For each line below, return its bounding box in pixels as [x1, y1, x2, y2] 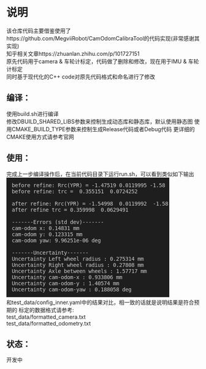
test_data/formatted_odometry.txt [6, 319, 91, 327]
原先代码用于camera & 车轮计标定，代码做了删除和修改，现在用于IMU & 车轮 [6, 58, 199, 65]
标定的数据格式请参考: [18, 306, 74, 313]
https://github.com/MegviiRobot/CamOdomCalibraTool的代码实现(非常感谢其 [6, 34, 200, 42]
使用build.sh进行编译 [6, 110, 59, 117]
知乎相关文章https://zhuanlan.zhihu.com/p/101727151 [6, 50, 140, 57]
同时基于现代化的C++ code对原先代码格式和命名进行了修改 [6, 73, 155, 80]
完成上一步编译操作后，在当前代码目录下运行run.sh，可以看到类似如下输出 [6, 170, 194, 178]
